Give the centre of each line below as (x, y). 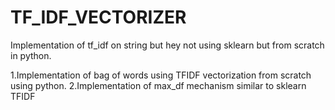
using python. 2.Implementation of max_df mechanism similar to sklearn (158, 85)
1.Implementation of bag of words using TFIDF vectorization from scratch (161, 75)
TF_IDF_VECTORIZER (98, 17)
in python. (31, 55)
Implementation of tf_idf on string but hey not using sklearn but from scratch (167, 45)
